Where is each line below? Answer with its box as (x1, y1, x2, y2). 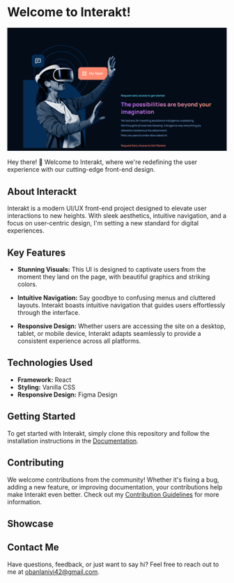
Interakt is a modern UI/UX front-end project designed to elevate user (7, 204, 207, 213)
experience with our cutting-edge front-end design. (7, 165, 155, 174)
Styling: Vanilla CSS (17, 383, 75, 391)
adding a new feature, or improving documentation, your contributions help (7, 482, 223, 491)
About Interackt (7, 186, 77, 198)
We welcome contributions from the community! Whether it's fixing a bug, (7, 475, 219, 484)
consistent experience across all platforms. (17, 337, 141, 346)
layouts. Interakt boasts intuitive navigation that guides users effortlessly (17, 301, 226, 309)
